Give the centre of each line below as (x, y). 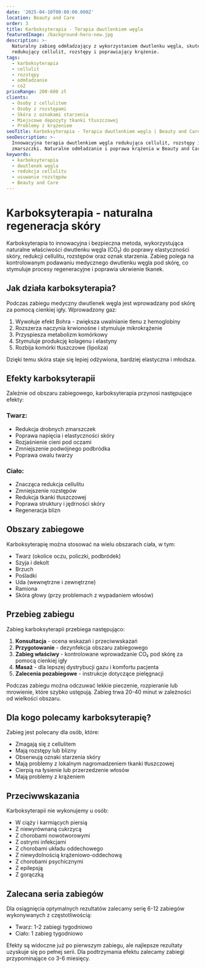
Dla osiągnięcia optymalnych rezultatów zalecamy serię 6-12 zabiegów (95, 909)
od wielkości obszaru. (34, 698)
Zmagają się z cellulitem (45, 744)
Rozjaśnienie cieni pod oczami (53, 442)
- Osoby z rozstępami (39, 109)
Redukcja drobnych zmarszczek (55, 429)
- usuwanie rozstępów (39, 177)
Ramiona (26, 588)
